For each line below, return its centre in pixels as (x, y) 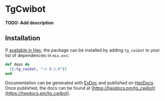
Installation (23, 38)
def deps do (17, 64)
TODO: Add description (30, 23)
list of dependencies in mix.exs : (37, 55)
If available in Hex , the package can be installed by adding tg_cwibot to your (82, 50)
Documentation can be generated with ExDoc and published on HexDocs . (80, 83)
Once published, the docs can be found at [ (49, 88)
